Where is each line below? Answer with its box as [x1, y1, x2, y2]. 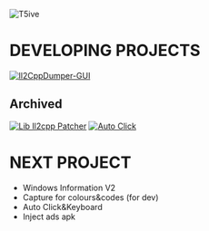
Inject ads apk [22, 211, 75, 222]
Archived [9, 96, 63, 112]
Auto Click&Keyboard [22, 201, 103, 212]
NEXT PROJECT [9, 152, 132, 172]
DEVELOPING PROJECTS [9, 41, 201, 61]
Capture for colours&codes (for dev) [22, 191, 159, 203]
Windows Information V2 [22, 182, 116, 193]
